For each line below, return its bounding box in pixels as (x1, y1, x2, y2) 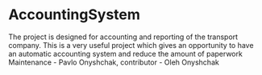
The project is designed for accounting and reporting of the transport (8, 32, 239, 41)
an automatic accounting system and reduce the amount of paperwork (8, 49, 243, 58)
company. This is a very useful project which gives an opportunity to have (8, 40, 254, 49)
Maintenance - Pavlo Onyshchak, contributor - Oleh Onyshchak (8, 57, 219, 67)
